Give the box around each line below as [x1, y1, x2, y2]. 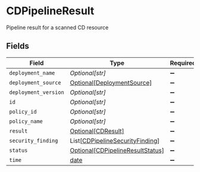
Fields [6, 41, 30, 51]
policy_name [9, 118, 43, 124]
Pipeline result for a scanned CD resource [6, 24, 109, 31]
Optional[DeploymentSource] [70, 79, 152, 87]
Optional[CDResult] [70, 127, 124, 135]
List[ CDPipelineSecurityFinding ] [70, 136, 160, 145]
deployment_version [9, 89, 64, 96]
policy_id [9, 108, 37, 115]
